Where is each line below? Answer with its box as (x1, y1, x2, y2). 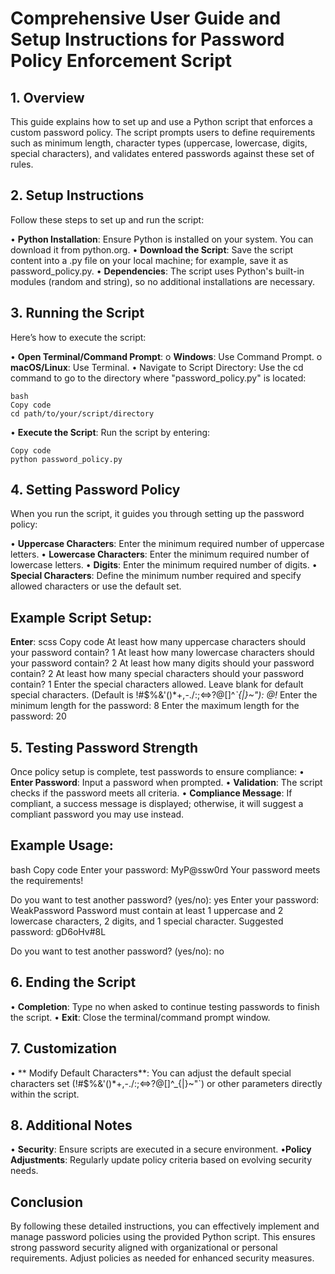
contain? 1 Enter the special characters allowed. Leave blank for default (10, 678, 304, 691)
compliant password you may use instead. (10, 808, 185, 821)
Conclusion (10, 1193, 84, 1211)
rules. (10, 158, 34, 170)
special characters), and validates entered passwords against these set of (10, 148, 315, 159)
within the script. (10, 1088, 80, 1100)
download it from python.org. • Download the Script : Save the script (10, 243, 294, 256)
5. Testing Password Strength (10, 739, 199, 756)
